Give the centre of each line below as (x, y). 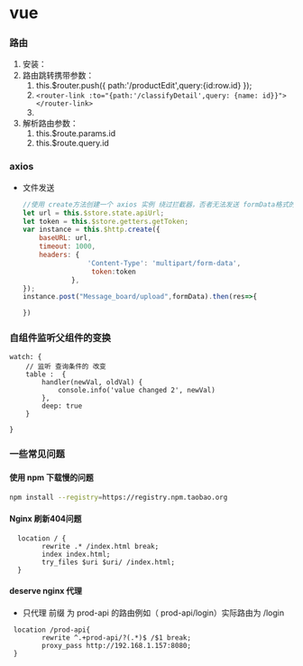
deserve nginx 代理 (46, 591)
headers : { (60, 255)
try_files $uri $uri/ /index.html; (109, 562)
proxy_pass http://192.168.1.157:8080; (117, 645)
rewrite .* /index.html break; (101, 546)
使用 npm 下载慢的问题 (51, 477)
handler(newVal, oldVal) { (92, 383)
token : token (114, 272)
